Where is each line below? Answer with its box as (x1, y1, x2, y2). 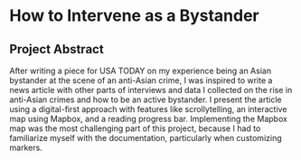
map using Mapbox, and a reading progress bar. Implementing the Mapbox (9, 114, 287, 124)
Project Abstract (9, 42, 104, 57)
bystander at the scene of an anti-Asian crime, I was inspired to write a (9, 75, 273, 86)
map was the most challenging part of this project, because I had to (9, 123, 261, 134)
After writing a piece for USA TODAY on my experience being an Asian (9, 65, 272, 76)
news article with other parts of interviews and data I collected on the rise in (9, 85, 293, 95)
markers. (9, 142, 42, 153)
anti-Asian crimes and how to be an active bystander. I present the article (9, 94, 282, 105)
